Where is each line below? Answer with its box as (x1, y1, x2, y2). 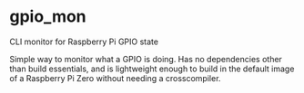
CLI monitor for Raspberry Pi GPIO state (9, 36, 159, 47)
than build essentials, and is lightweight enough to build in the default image (9, 63, 295, 74)
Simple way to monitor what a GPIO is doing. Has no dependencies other (9, 53, 282, 64)
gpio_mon (9, 6, 86, 27)
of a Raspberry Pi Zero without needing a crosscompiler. (9, 72, 221, 83)
